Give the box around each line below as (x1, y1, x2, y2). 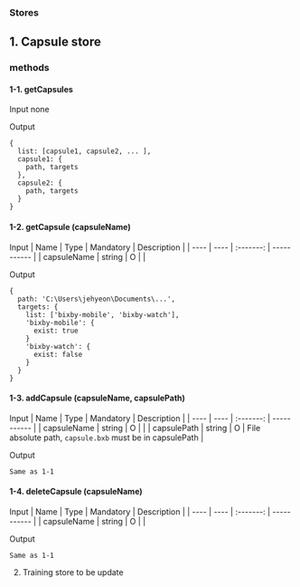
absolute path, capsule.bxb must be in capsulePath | (9, 432, 204, 443)
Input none (9, 104, 50, 115)
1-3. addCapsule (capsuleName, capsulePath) (9, 392, 185, 404)
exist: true (33, 326, 79, 335)
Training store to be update (22, 567, 124, 578)
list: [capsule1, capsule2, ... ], (17, 147, 152, 156)
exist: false (33, 350, 83, 359)
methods (9, 62, 50, 74)
